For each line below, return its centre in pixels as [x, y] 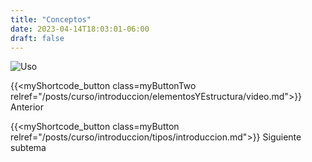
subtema [28, 148]
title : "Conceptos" [51, 19]
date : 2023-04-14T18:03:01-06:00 [80, 29]
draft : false [37, 38]
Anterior [27, 107]
